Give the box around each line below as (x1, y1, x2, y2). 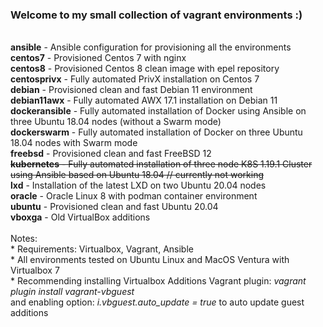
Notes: (10, 233, 38, 245)
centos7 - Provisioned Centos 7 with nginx (10, 52, 187, 64)
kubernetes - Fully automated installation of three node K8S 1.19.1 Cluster (10, 158, 313, 170)
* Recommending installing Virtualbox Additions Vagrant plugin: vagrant (10, 275, 307, 287)
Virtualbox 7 (10, 264, 60, 277)
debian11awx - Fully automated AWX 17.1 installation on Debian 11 (10, 94, 278, 107)
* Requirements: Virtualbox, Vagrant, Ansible (10, 243, 194, 255)
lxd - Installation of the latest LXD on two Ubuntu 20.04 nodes (10, 179, 267, 192)
